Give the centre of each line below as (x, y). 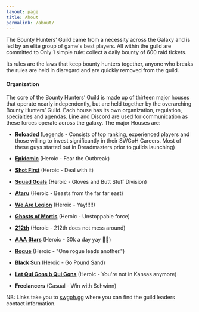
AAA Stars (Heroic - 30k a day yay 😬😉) (63, 239)
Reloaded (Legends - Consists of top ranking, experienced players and (102, 134)
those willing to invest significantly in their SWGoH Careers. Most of (98, 140)
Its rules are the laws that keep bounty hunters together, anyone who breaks (100, 64)
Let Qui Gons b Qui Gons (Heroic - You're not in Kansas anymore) (96, 274)
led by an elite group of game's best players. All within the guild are (89, 46)
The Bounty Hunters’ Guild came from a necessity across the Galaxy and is (98, 40)
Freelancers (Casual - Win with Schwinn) (66, 285)
